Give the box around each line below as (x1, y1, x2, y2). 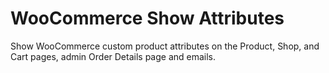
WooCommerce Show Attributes (10, 7, 285, 30)
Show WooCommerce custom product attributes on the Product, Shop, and (10, 40, 320, 52)
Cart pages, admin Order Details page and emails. (10, 50, 217, 62)
